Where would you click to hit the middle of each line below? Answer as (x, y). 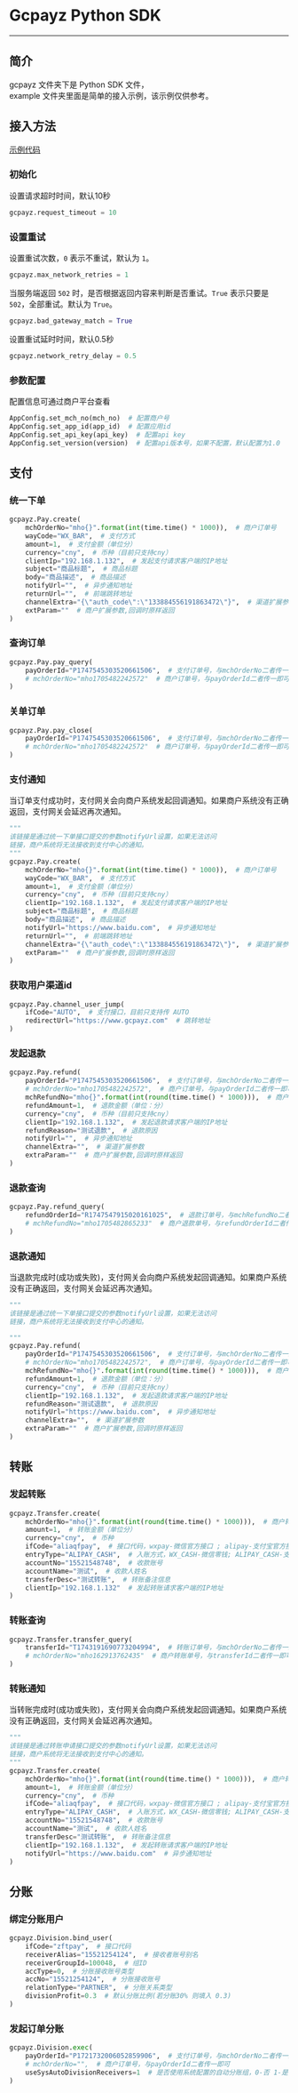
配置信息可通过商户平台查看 (60, 401)
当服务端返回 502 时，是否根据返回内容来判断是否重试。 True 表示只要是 (139, 293)
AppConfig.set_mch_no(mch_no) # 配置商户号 (90, 418)
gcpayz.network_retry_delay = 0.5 (73, 356)
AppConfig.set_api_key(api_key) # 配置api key (98, 435)
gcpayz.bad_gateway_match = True (71, 321)
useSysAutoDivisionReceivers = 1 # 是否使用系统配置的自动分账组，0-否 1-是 (157, 2073)
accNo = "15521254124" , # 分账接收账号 (93, 1979)
